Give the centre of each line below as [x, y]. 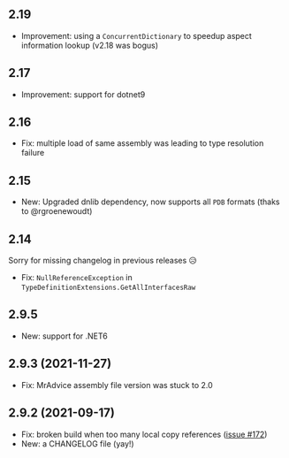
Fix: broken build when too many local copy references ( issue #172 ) [144, 434]
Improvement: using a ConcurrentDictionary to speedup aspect [137, 35]
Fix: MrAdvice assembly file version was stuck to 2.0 [117, 385]
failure [33, 153]
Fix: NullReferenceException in [77, 278]
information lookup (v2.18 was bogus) [90, 45]
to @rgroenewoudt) [57, 211]
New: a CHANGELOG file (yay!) [77, 443]
